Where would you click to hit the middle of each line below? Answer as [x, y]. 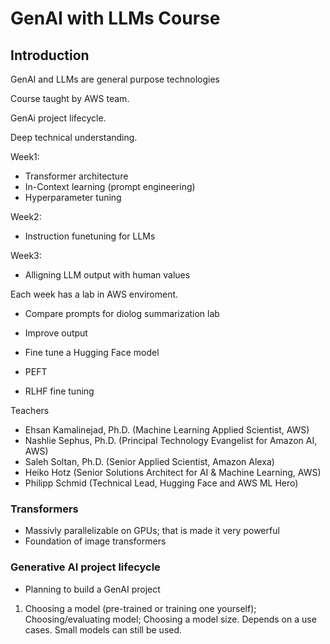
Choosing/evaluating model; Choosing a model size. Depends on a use [170, 619]
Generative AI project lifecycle [85, 567]
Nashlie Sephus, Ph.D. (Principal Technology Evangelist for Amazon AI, [171, 440]
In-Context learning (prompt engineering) [110, 186]
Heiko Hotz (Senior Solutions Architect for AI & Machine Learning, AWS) [173, 472]
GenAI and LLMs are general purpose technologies [115, 79]
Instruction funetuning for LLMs [90, 236]
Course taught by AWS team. [70, 98]
